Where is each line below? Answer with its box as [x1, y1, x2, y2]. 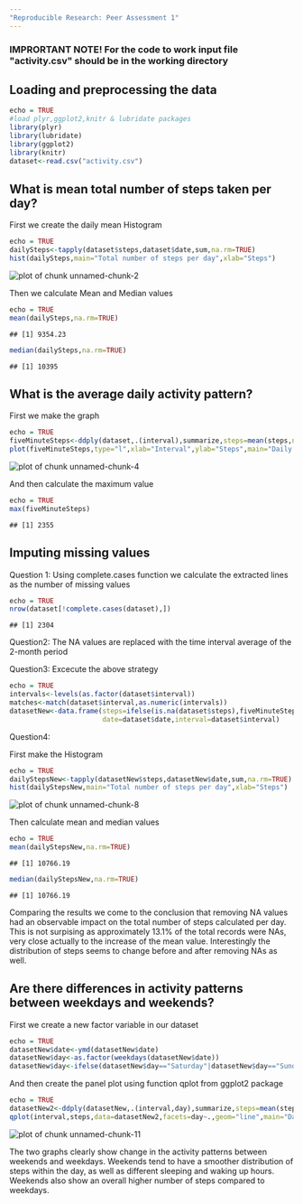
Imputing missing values [9, 546, 151, 561]
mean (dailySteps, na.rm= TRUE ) [9, 313, 119, 322]
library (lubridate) [9, 131, 83, 140]
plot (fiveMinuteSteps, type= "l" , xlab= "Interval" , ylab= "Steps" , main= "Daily [9, 444, 293, 454]
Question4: [9, 731, 51, 742]
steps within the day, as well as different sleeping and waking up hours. [9, 1165, 275, 1176]
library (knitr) [9, 148, 67, 157]
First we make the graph [9, 410, 100, 421]
